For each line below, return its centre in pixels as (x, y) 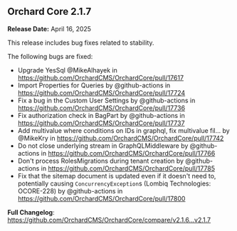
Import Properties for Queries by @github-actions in (94, 85)
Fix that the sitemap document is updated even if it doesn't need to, (117, 176)
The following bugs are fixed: (50, 56)
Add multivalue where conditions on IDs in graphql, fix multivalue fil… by (123, 130)
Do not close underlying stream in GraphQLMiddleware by (103, 146)
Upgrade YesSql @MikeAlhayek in (67, 70)
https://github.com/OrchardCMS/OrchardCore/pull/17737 (101, 123)
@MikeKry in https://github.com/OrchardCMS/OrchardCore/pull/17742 (121, 138)
